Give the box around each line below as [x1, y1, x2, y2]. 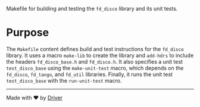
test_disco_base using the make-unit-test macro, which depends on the [6, 64, 184, 71]
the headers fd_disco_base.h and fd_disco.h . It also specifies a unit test [6, 58, 183, 65]
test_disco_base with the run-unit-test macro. [6, 77, 122, 84]
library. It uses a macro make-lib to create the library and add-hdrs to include [6, 52, 194, 59]
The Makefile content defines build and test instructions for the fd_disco [6, 45, 184, 52]
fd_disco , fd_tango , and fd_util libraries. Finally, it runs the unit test [6, 71, 173, 78]
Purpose [6, 26, 49, 39]
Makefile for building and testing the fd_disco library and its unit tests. [6, 5, 178, 12]
